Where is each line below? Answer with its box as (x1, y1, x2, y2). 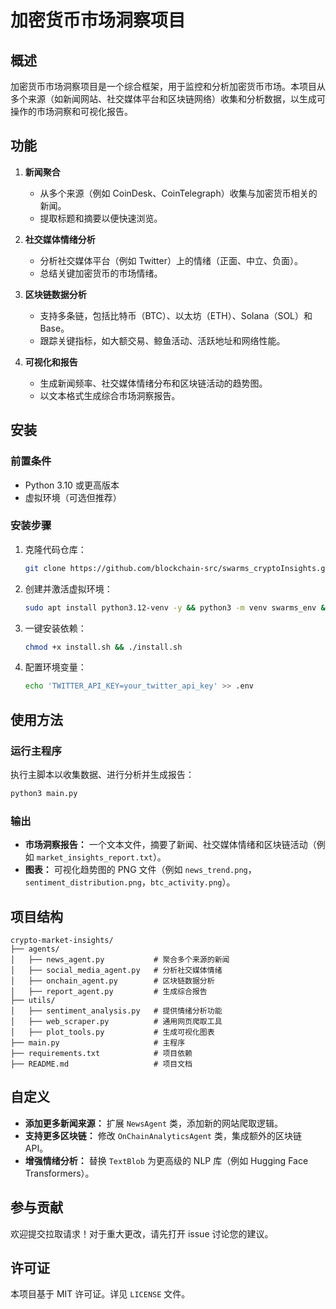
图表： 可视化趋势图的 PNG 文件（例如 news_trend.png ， (24, 864, 257, 876)
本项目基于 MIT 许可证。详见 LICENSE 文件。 (10, 1288, 191, 1300)
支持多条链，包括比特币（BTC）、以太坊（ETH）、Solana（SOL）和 (39, 309, 313, 321)
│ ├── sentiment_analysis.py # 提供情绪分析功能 (10, 1006, 223, 1016)
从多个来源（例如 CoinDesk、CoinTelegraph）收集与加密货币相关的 (39, 187, 318, 199)
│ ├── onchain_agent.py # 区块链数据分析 (10, 976, 215, 986)
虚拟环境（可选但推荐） (24, 491, 122, 503)
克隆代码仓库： (24, 543, 87, 555)
